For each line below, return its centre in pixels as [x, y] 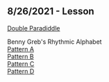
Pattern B [20, 56]
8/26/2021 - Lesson [51, 11]
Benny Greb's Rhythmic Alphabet [54, 42]
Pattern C [21, 64]
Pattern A [21, 49]
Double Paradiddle [34, 28]
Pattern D [21, 71]
